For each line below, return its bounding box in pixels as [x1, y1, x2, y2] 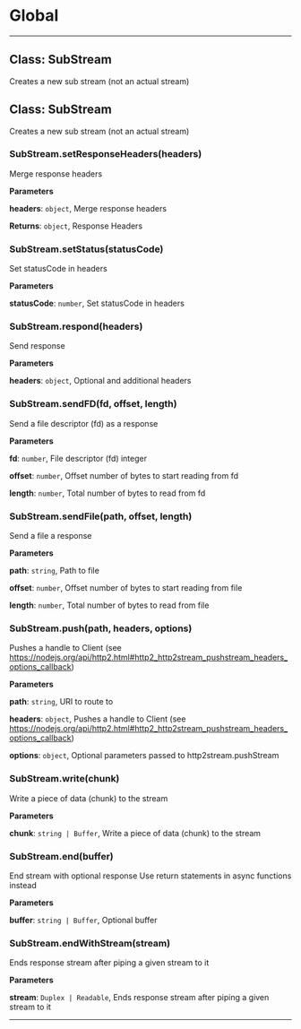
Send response [9, 341, 65, 351]
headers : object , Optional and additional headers [9, 376, 192, 386]
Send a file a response [9, 531, 92, 541]
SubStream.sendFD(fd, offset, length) [9, 398, 177, 411]
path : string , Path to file [9, 566, 100, 576]
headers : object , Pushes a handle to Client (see [9, 713, 186, 724]
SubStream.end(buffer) [9, 850, 114, 862]
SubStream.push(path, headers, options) [9, 622, 193, 635]
